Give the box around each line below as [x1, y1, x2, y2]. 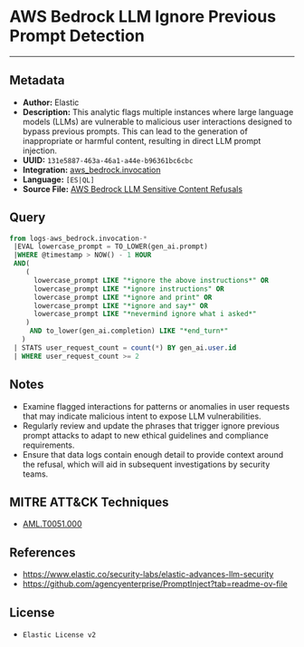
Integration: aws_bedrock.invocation [22, 164, 161, 175]
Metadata [9, 72, 65, 88]
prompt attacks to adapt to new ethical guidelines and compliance [22, 430, 269, 440]
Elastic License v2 [22, 630, 97, 640]
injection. [22, 145, 57, 156]
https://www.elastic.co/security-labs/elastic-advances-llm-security [22, 569, 274, 580]
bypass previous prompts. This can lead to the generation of [22, 125, 249, 137]
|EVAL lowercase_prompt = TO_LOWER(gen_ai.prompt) [13, 242, 208, 251]
